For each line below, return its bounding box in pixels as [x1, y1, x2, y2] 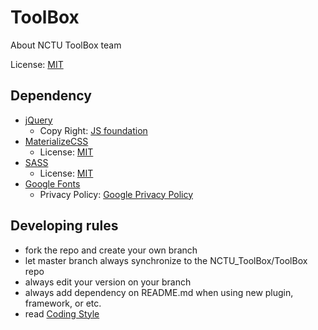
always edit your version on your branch [24, 276, 192, 288]
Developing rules [10, 217, 119, 235]
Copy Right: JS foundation [39, 124, 148, 136]
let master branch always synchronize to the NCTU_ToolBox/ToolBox [24, 254, 308, 266]
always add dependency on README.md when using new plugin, [24, 286, 294, 298]
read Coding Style [24, 307, 100, 320]
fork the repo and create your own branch [24, 244, 198, 256]
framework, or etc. [24, 297, 102, 309]
